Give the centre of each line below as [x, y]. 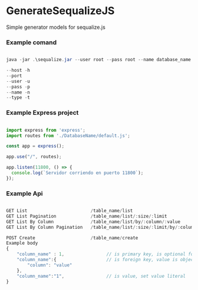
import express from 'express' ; [46, 130]
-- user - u [18, 81]
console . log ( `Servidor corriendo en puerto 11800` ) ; [77, 173]
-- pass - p [18, 86]
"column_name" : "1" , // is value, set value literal [101, 276]
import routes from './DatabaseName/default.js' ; [68, 136]
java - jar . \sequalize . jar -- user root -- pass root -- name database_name [99, 60]
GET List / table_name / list [70, 211]
